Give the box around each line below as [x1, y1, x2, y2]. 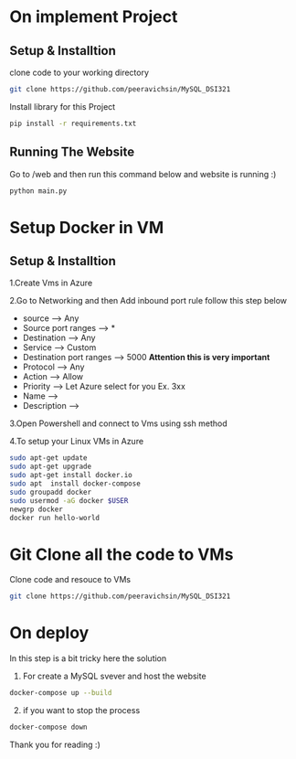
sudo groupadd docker [9, 487, 92, 497]
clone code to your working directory [9, 67, 149, 78]
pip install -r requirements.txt [9, 119, 137, 128]
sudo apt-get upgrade [9, 462, 92, 472]
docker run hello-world [9, 513, 100, 522]
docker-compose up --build [9, 689, 112, 698]
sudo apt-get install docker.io [9, 471, 132, 480]
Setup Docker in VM [9, 217, 164, 238]
